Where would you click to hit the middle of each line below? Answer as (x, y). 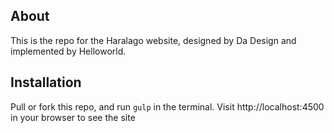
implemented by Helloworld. (68, 51)
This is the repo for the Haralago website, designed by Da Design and (153, 40)
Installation (46, 82)
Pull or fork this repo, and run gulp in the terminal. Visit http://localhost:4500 (167, 106)
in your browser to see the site (73, 117)
